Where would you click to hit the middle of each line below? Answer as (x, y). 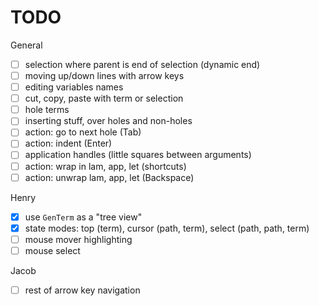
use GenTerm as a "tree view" (83, 217)
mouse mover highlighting (78, 239)
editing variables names (74, 87)
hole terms (47, 110)
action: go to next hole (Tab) (83, 132)
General (26, 45)
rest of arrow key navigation (82, 290)
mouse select (52, 250)
